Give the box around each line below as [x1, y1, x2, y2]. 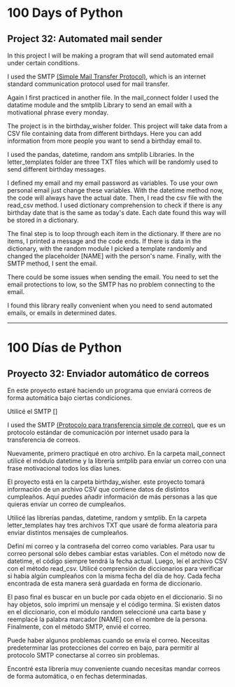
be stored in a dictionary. [7, 216, 79, 224]
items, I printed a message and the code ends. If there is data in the [7, 237, 201, 245]
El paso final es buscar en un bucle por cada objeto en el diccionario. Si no [7, 593, 222, 601]
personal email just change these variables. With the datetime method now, [7, 186, 224, 194]
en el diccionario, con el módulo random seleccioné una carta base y [7, 608, 206, 616]
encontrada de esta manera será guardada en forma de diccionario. [7, 579, 203, 588]
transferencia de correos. [7, 436, 80, 444]
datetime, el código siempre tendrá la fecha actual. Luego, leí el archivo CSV [7, 557, 227, 565]
